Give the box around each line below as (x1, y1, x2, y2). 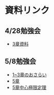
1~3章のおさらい (12, 72, 47, 78)
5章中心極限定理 (12, 84, 47, 90)
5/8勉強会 (5, 57, 36, 66)
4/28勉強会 (5, 26, 41, 35)
